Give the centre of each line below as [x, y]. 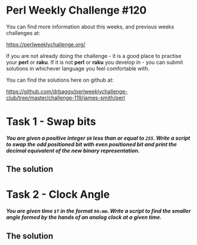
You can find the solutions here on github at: [60, 80]
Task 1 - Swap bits [51, 122]
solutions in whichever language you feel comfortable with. [78, 68]
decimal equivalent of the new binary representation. [73, 150]
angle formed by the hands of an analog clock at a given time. [84, 217]
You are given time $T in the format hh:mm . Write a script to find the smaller [98, 211]
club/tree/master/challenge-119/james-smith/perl [65, 98]
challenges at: [23, 33]
